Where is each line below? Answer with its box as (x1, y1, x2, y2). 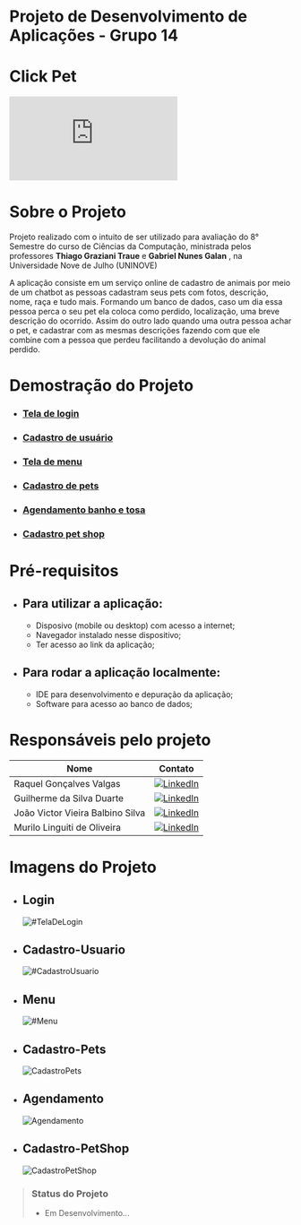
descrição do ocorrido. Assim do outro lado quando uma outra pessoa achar (9, 315, 292, 326)
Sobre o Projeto (9, 202, 127, 222)
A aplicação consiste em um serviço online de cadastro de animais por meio (9, 278, 291, 289)
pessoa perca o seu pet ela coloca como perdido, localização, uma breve (9, 306, 280, 317)
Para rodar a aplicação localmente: (21, 665, 221, 680)
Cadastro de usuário (21, 432, 114, 444)
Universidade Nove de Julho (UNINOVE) (9, 260, 159, 271)
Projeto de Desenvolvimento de (9, 6, 248, 27)
